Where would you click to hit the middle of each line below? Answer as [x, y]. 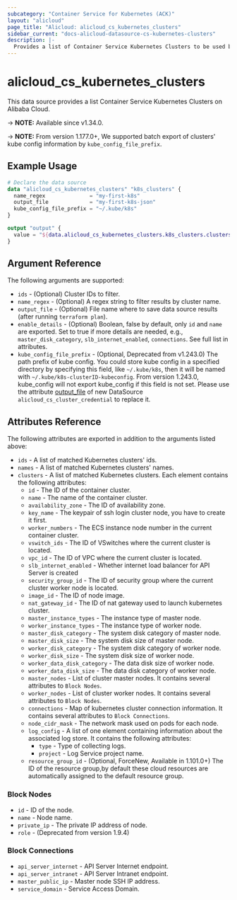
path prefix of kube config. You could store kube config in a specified [119, 362]
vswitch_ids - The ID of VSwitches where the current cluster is [119, 543]
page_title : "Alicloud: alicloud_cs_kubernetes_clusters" [94, 27]
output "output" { [34, 228]
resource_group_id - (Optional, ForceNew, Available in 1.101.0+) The [126, 761]
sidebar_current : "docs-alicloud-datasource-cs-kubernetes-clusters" [112, 34]
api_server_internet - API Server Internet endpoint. [93, 866]
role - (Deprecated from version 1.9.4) [73, 832]
